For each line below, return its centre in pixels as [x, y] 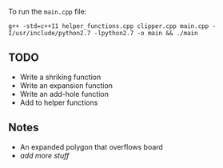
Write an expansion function [66, 85]
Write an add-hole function [64, 94]
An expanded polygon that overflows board [92, 146]
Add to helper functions [59, 102]
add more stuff [44, 155]
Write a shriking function [60, 77]
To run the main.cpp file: [48, 12]
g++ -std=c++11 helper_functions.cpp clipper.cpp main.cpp [109, 26]
